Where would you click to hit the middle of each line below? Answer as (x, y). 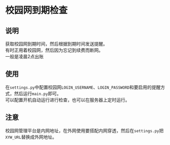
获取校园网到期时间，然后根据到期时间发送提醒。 (56, 44)
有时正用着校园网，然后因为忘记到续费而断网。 (54, 50)
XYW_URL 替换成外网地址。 (31, 137)
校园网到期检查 (37, 10)
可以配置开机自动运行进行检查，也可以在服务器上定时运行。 (67, 100)
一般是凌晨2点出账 (25, 57)
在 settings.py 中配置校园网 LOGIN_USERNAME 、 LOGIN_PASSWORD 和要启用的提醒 (83, 87)
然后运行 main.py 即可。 (38, 93)
